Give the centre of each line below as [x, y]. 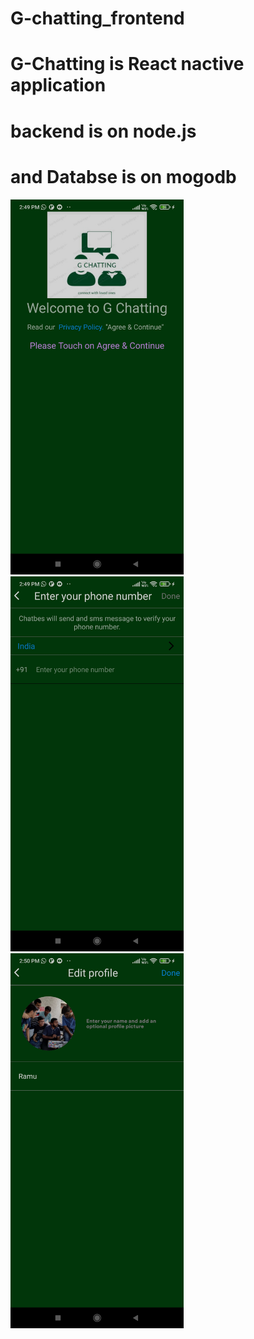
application [58, 85]
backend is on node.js [103, 131]
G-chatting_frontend [97, 18]
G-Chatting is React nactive [127, 64]
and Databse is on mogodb [123, 176]
